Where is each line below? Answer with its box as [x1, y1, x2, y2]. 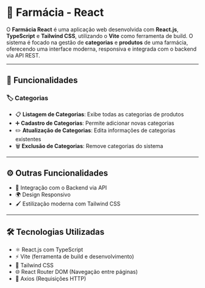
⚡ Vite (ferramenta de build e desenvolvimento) [15, 253, 134, 260]
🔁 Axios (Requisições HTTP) [15, 275, 87, 282]
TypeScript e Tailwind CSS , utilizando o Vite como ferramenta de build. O [6, 32, 193, 39]
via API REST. [6, 51, 41, 59]
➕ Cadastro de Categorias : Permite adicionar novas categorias [15, 119, 174, 127]
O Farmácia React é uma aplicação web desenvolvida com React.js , [6, 26, 179, 33]
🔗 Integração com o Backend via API [15, 184, 107, 191]
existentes [15, 135, 41, 142]
